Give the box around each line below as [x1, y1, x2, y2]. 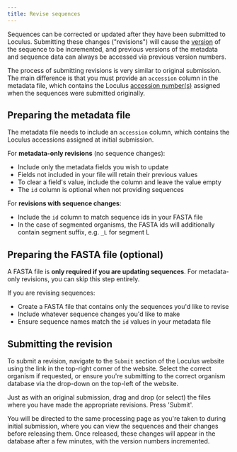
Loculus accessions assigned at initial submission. [7, 135, 154, 144]
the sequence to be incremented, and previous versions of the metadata [7, 45, 218, 53]
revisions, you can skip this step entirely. [21, 275, 140, 283]
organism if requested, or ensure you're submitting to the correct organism [7, 372, 226, 380]
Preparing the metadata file [7, 109, 131, 121]
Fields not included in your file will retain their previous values [17, 171, 198, 179]
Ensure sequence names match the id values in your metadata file [17, 317, 211, 326]
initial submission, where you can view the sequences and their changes [7, 422, 219, 431]
